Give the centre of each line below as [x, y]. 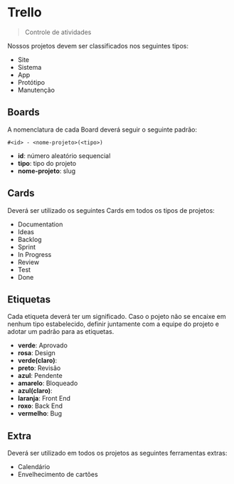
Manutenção [36, 90]
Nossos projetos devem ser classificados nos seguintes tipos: [98, 46]
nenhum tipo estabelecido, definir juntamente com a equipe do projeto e [113, 324]
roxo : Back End [40, 406]
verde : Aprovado [42, 345]
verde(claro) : [37, 361]
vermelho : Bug [40, 414]
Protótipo [31, 82]
